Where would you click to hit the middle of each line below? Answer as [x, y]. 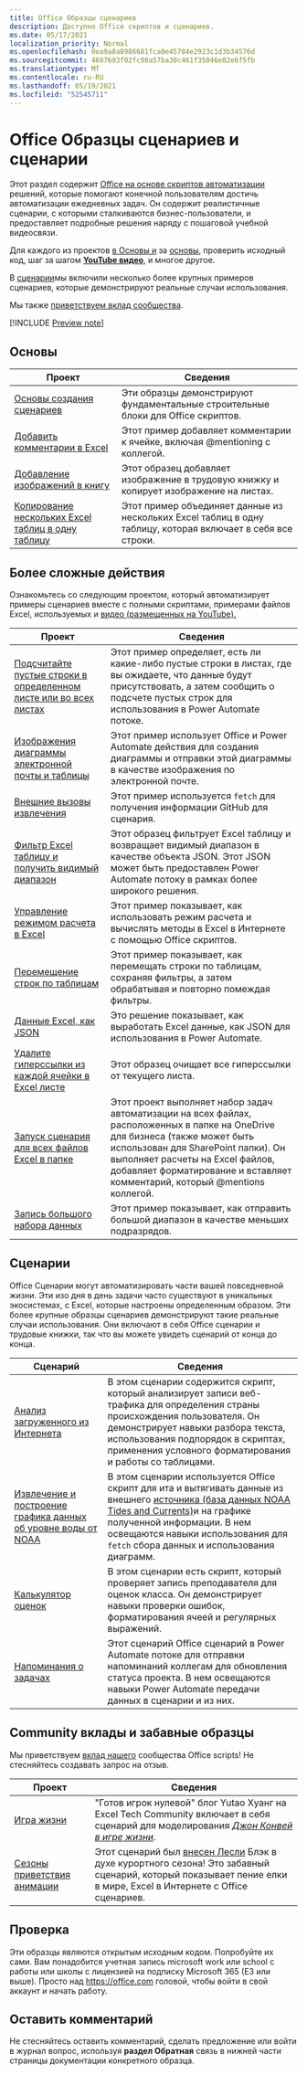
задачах [32, 1678]
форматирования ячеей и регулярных [192, 1616]
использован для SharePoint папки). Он [198, 1148]
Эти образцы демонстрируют [187, 393]
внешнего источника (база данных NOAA [199, 1499]
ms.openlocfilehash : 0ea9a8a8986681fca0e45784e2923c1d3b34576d [132, 52]
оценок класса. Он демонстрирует [185, 1593]
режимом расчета [55, 923]
